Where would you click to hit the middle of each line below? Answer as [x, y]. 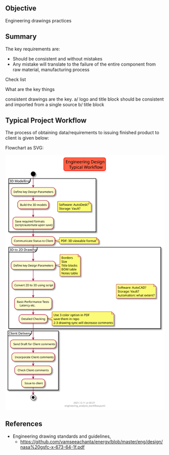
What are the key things [30, 89]
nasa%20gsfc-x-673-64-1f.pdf [52, 447]
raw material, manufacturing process [51, 69]
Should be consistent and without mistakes [57, 58]
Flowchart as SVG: [25, 148]
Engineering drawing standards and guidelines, [62, 436]
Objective [21, 8]
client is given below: [27, 138]
